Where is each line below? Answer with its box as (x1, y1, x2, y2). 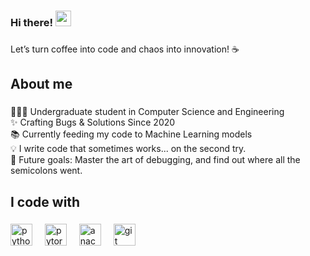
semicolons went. (10, 165, 83, 177)
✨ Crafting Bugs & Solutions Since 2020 (10, 116, 176, 129)
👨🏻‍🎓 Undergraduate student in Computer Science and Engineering (10, 106, 285, 118)
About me (10, 76, 73, 93)
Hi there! (10, 15, 54, 29)
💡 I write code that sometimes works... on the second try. (10, 143, 247, 155)
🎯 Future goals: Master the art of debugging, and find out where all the (10, 154, 301, 166)
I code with (10, 193, 81, 210)
